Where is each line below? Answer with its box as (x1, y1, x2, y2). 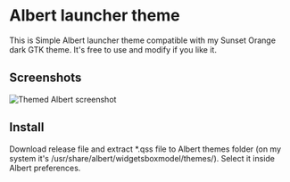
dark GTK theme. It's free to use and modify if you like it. (9, 44, 217, 54)
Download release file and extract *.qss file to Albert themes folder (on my (9, 144, 282, 154)
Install (9, 120, 45, 135)
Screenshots (9, 70, 82, 86)
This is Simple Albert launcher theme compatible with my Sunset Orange (9, 35, 277, 45)
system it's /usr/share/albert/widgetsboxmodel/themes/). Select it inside (9, 153, 275, 163)
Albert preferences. (9, 162, 81, 173)
